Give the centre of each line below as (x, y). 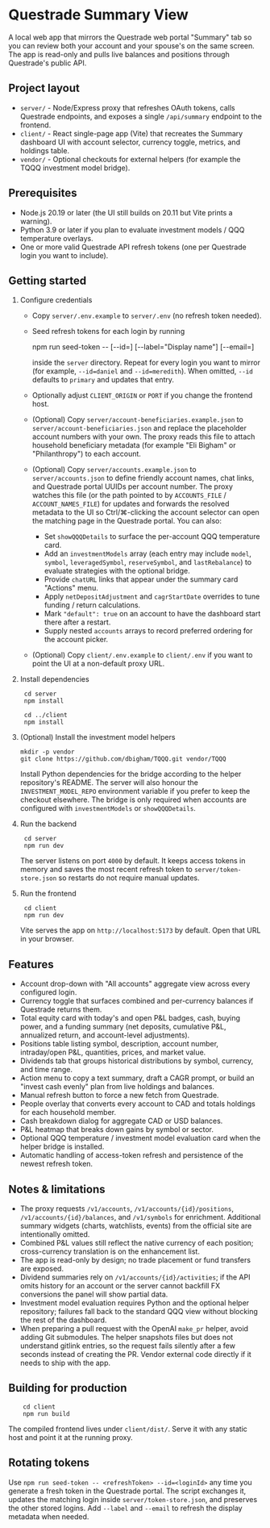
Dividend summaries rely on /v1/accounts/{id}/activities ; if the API (135, 1277)
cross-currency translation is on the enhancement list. (110, 1251)
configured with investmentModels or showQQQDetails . (108, 808)
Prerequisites (43, 193)
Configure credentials (56, 300)
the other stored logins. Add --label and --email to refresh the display (126, 1508)
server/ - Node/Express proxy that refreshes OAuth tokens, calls (127, 107)
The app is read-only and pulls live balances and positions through (119, 54)
